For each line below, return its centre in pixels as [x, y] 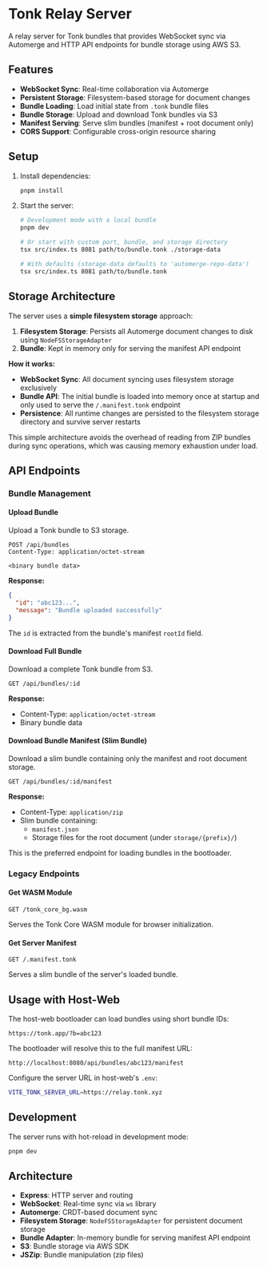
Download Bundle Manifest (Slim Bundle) [78, 741]
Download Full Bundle [45, 651]
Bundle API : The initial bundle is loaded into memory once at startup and [139, 396]
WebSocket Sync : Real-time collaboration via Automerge [114, 89]
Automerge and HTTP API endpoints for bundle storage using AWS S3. [125, 44]
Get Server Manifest [43, 942]
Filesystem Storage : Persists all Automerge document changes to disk [136, 331]
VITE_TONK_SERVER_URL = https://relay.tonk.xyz [85, 1093]
